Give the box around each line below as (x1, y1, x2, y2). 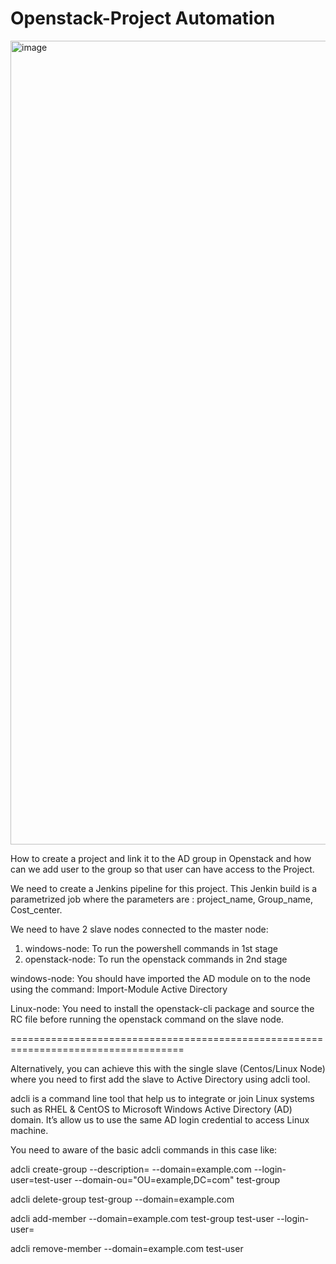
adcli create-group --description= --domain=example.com (10, 1163, 252, 1175)
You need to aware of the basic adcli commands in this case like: (10, 1143, 278, 1156)
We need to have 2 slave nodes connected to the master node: (10, 923, 269, 935)
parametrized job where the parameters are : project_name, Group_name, (10, 893, 313, 905)
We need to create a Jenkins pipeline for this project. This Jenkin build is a (10, 882, 318, 894)
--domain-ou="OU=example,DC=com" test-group (74, 1173, 281, 1186)
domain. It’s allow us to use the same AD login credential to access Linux (10, 1113, 310, 1126)
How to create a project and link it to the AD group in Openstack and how (10, 852, 312, 864)
